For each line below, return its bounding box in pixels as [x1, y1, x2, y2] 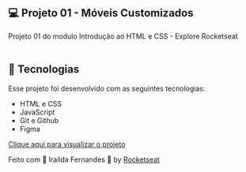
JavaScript [19, 107, 55, 117]
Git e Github [19, 115, 59, 125]
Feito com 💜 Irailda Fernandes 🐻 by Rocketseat [8, 155, 161, 164]
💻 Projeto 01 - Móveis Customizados [8, 6, 194, 20]
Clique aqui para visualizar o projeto [8, 139, 126, 148]
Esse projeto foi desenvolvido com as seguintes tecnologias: [8, 84, 206, 93]
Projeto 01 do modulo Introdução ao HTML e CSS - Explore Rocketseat [8, 31, 239, 41]
